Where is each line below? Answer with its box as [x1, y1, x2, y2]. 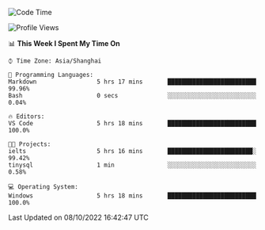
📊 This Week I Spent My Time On [8, 39, 120, 48]
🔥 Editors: [8, 113, 45, 121]
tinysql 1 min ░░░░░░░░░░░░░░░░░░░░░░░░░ [8, 161, 257, 169]
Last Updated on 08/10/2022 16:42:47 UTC [8, 213, 149, 222]
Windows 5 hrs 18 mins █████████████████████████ [8, 192, 257, 200]
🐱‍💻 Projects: [8, 140, 51, 148]
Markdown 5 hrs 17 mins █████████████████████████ [8, 78, 257, 86]
